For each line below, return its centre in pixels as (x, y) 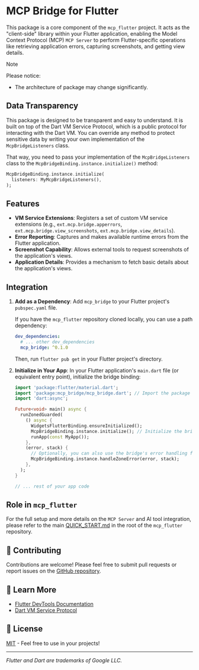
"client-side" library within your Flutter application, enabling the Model (92, 33)
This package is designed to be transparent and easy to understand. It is (95, 120)
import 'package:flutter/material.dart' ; (67, 387)
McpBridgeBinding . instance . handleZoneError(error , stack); (105, 459)
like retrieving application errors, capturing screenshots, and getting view (96, 46)
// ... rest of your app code (52, 486)
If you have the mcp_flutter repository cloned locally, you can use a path (104, 319)
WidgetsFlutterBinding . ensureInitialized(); (86, 426)
